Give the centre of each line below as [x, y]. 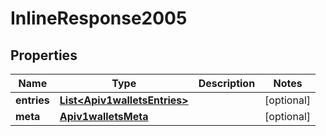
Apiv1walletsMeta [104, 116]
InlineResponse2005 [99, 18]
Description [227, 83]
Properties [44, 55]
